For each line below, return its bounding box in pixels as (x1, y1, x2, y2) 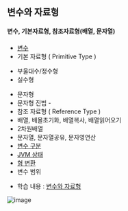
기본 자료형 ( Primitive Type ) (16, 52, 97, 60)
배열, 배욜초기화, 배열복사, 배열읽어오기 (16, 115, 122, 124)
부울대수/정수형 (16, 67, 59, 75)
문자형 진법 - (16, 98, 51, 107)
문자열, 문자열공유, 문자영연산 (16, 133, 97, 141)
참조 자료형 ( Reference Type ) (16, 107, 101, 115)
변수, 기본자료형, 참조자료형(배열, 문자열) (7, 27, 116, 35)
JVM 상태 (16, 150, 43, 158)
